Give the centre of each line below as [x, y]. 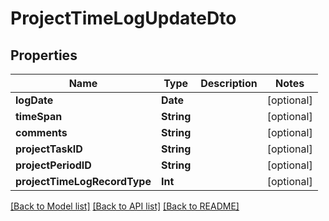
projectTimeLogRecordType [83, 181]
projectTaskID [49, 149]
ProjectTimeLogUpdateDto [123, 18]
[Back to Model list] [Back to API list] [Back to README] [125, 206]
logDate [34, 100]
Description [229, 83]
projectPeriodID [53, 165]
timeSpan [39, 116]
